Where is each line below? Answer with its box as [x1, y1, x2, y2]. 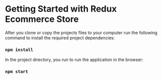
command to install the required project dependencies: [5, 35, 115, 41]
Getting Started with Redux [5, 3, 117, 15]
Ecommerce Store [5, 14, 79, 25]
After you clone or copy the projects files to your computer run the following [5, 30, 158, 35]
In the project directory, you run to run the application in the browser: [5, 57, 144, 63]
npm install [5, 47, 34, 52]
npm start [5, 69, 28, 75]
